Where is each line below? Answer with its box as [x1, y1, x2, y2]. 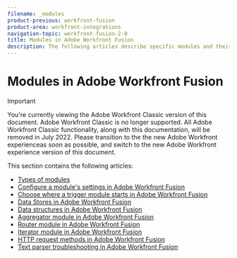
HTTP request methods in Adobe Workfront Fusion [17, 235, 166, 243]
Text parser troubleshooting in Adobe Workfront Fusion [17, 242, 178, 251]
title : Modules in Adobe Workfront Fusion [7, 37, 134, 44]
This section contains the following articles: [7, 161, 134, 170]
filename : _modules [7, 10, 65, 18]
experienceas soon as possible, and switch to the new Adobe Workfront [7, 140, 217, 149]
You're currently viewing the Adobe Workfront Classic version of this [7, 110, 207, 118]
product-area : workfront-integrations [7, 23, 121, 30]
